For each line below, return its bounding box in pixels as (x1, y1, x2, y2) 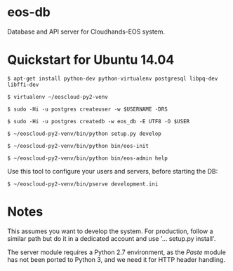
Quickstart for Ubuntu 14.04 (7, 52, 175, 68)
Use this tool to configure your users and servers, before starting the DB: (7, 167, 218, 175)
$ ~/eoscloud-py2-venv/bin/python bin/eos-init (7, 142, 149, 149)
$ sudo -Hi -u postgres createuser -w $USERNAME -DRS (7, 106, 168, 113)
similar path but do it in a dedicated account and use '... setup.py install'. (7, 234, 216, 242)
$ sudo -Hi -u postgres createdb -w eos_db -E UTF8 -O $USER (7, 118, 190, 125)
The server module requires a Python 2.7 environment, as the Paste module (7, 248, 226, 256)
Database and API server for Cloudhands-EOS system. (7, 27, 166, 36)
